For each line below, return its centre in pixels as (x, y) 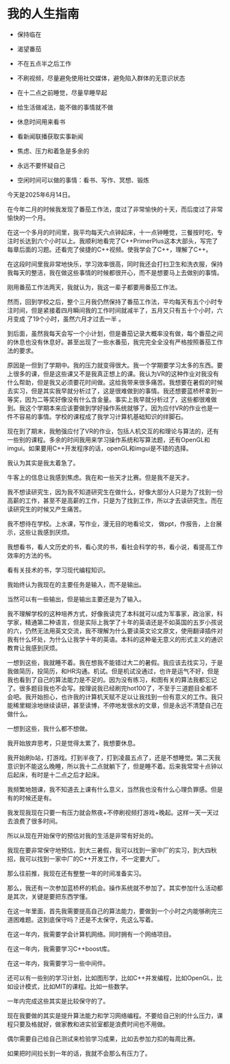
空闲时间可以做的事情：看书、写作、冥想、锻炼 (83, 180)
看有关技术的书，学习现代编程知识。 (58, 570)
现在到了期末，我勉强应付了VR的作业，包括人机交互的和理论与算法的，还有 (113, 431)
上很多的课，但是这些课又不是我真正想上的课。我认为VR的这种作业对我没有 (113, 374)
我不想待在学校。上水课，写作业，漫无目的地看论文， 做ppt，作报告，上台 (112, 523)
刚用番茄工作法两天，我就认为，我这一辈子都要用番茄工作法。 (94, 287)
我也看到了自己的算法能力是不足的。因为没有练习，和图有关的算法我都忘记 (112, 679)
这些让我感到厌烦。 (46, 532)
